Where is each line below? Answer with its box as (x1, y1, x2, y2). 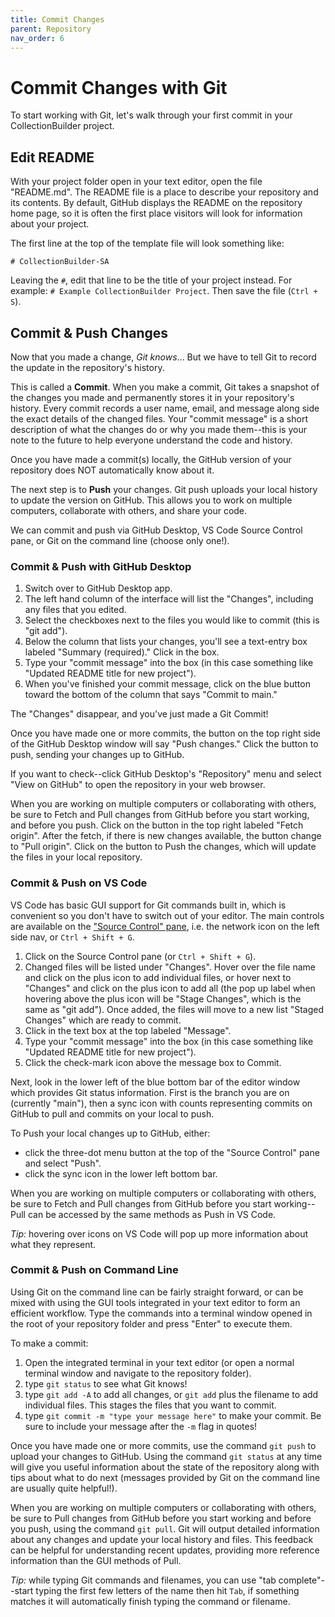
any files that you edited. (24, 604, 127, 616)
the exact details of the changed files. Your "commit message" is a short (10, 412, 308, 425)
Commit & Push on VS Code (10, 876, 148, 890)
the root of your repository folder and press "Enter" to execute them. (10, 1317, 293, 1330)
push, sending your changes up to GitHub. (10, 749, 185, 761)
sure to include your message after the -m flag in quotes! (24, 1420, 258, 1432)
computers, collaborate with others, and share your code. (10, 504, 248, 516)
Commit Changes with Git (10, 76, 228, 99)
